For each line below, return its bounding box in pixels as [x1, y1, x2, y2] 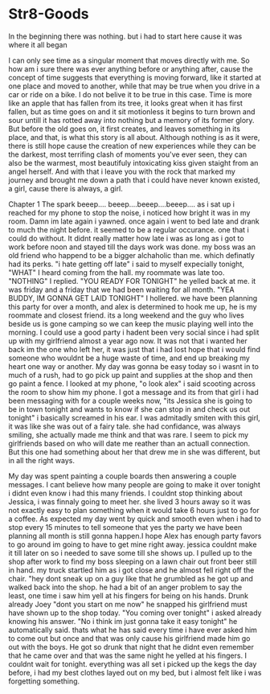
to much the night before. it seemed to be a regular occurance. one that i [8, 224, 249, 234]
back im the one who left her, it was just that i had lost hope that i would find [8, 344, 261, 354]
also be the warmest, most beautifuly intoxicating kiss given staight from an [8, 158, 259, 167]
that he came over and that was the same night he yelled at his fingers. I [8, 651, 247, 660]
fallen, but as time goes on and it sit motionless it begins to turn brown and [8, 106, 256, 117]
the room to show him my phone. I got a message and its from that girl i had [8, 387, 259, 396]
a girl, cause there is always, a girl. [8, 183, 123, 193]
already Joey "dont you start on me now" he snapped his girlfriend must [8, 599, 247, 609]
